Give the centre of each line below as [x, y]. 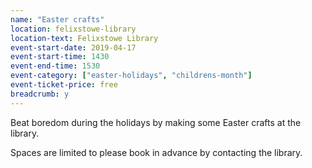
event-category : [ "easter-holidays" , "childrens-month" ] [131, 76]
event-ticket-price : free [64, 85]
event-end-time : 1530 [55, 66]
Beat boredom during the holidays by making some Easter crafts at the [156, 122]
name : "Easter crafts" [57, 19]
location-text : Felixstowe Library [84, 38]
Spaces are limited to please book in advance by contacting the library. [156, 152]
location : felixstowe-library [73, 29]
